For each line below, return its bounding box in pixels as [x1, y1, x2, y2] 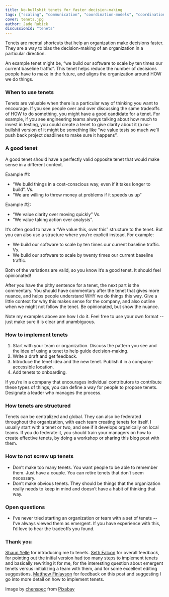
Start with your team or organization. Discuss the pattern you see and [12, 343, 157, 349]
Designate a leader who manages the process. [5, 390, 102, 396]
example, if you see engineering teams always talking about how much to [5, 116, 157, 122]
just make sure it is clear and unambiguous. [5, 319, 96, 325]
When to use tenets [5, 89, 54, 96]
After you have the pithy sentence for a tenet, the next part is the [5, 282, 139, 288]
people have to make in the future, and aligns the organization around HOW [5, 71, 162, 77]
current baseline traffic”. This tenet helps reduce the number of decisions [5, 66, 157, 72]
